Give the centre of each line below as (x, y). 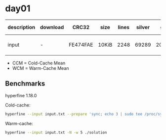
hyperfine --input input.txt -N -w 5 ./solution (56, 132)
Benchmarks (25, 84)
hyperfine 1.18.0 (21, 95)
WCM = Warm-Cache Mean (41, 68)
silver (143, 27)
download (52, 27)
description (21, 27)
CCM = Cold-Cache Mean (39, 63)
